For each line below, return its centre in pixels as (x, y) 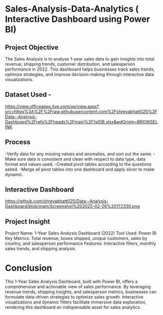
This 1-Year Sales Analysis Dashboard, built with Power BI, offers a (71, 282)
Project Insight (28, 221)
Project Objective (32, 47)
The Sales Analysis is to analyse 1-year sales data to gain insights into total (80, 59)
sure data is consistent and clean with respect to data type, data (81, 159)
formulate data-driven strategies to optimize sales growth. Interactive (74, 297)
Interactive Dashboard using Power (78, 19)
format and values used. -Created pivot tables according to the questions (78, 164)
